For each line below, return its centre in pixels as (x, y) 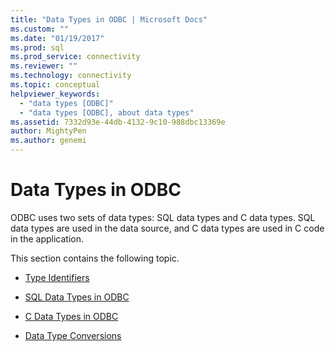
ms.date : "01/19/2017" (57, 38)
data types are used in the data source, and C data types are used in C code (167, 228)
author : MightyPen (48, 131)
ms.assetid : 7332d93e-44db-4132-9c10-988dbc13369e (118, 122)
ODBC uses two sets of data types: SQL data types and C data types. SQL (163, 217)
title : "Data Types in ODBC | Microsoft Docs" (109, 19)
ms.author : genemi (48, 141)
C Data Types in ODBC (71, 316)
